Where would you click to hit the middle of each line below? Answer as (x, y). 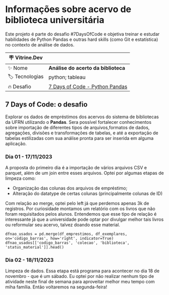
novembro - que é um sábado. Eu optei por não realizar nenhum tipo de (80, 276)
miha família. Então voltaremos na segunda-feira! (56, 287)
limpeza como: (21, 178)
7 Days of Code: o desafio (46, 105)
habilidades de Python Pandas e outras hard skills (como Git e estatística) (82, 39)
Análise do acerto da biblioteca (87, 68)
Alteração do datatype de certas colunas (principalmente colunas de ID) (88, 193)
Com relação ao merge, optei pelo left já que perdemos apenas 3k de (77, 204)
